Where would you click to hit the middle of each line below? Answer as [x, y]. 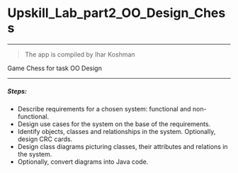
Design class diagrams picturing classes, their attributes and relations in [123, 146]
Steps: [17, 91]
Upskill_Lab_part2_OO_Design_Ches [117, 13]
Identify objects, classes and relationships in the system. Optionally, [117, 131]
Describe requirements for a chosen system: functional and [104, 108]
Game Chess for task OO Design [55, 68]
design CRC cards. [45, 139]
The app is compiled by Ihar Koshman [80, 54]
